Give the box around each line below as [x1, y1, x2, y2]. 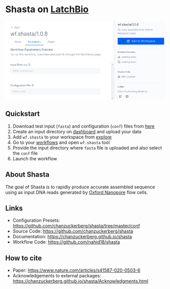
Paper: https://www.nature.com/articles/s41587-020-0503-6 [12, 267, 141, 273]
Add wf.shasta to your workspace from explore [12, 134, 112, 140]
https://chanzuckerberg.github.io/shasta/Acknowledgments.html [12, 278, 149, 284]
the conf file [12, 150, 38, 156]
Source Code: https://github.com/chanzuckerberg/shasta [12, 228, 133, 235]
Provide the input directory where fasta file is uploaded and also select [12, 144, 162, 151]
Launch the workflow [12, 155, 58, 161]
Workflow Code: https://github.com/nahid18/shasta [12, 239, 121, 245]
